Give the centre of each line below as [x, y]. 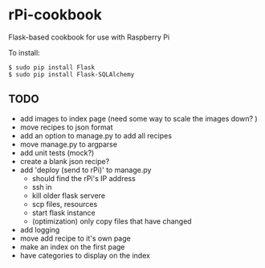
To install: [24, 52]
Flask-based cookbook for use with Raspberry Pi [89, 37]
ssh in [42, 187]
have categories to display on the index [85, 255]
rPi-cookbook [55, 15]
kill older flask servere [69, 196]
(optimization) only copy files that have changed [112, 221]
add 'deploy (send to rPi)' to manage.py [86, 170]
